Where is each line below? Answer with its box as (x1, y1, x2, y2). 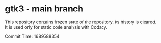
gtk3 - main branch (5, 3, 84, 14)
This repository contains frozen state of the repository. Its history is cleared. (5, 19, 156, 25)
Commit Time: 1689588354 (5, 33, 59, 39)
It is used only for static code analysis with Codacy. (5, 24, 107, 30)
